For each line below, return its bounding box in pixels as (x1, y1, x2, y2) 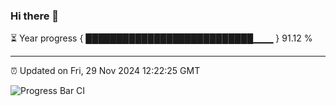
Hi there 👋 (10, 9, 60, 23)
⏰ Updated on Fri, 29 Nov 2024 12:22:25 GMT (10, 65, 201, 77)
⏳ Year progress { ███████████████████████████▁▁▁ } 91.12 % (10, 32, 313, 44)
